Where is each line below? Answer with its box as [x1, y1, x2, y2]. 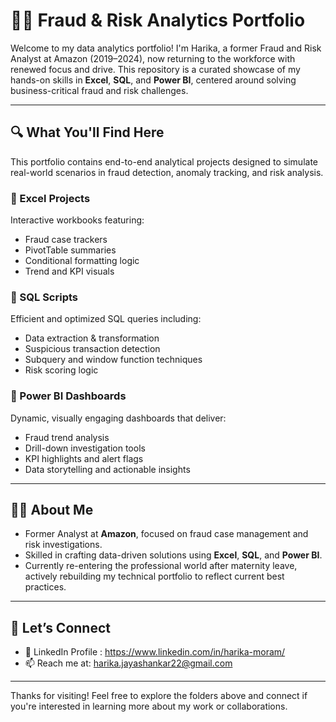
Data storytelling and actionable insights [24, 463, 191, 475]
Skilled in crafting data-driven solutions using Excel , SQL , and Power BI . [24, 549, 323, 561]
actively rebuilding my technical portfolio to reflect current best [24, 570, 285, 583]
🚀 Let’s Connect [10, 619, 111, 636]
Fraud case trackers [24, 234, 108, 246]
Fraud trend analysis [24, 431, 110, 443]
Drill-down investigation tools [24, 442, 146, 454]
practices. [24, 581, 67, 593]
